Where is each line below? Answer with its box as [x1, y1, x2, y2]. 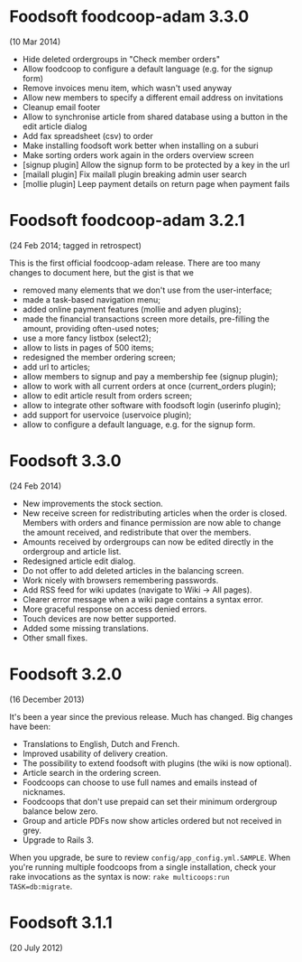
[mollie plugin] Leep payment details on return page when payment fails [22, 178, 290, 189]
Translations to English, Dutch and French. [22, 738, 180, 749]
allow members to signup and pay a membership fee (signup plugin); [22, 370, 279, 381]
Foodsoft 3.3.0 [9, 451, 122, 472]
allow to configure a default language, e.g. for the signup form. [22, 418, 256, 430]
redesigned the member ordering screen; [22, 351, 176, 362]
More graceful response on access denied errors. [22, 603, 207, 614]
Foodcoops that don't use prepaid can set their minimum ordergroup [22, 796, 278, 807]
